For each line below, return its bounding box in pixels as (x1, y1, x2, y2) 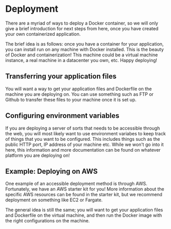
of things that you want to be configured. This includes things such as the (5, 136, 160, 142)
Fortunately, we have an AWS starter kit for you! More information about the (5, 186, 164, 192)
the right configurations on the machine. (5, 218, 90, 224)
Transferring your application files (5, 72, 116, 81)
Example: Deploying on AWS (5, 167, 98, 176)
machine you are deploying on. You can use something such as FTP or (5, 91, 154, 97)
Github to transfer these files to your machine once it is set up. (5, 96, 137, 102)
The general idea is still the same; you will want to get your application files (5, 207, 163, 213)
